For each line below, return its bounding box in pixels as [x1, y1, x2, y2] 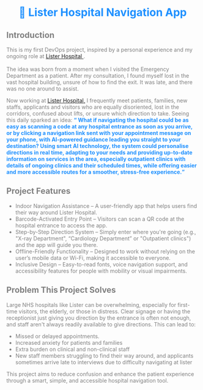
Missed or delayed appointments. [15, 333, 100, 340]
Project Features [6, 186, 71, 196]
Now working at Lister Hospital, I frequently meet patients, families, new [6, 97, 188, 104]
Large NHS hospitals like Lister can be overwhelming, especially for [6, 301, 176, 308]
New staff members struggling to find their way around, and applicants [15, 351, 194, 359]
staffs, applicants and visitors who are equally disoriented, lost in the [6, 103, 179, 111]
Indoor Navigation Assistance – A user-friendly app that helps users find [15, 202, 197, 210]
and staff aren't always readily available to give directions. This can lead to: [6, 320, 196, 328]
